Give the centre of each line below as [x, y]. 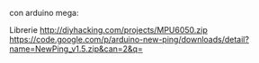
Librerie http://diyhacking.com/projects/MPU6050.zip [109, 30]
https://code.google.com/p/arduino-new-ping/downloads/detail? [129, 39]
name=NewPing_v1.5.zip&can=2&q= [76, 49]
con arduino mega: [44, 13]
